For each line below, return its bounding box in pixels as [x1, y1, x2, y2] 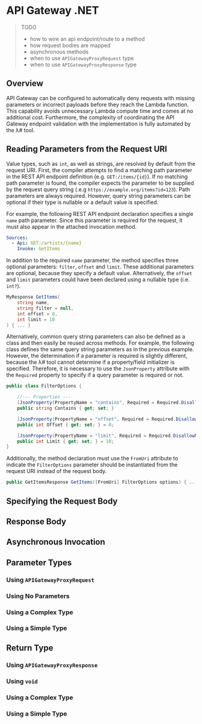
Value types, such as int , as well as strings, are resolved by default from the [6, 160, 195, 167]
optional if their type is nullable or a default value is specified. [6, 198, 159, 206]
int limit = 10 [17, 316, 55, 323]
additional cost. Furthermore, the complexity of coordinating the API [6, 113, 175, 121]
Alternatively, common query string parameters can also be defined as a [6, 333, 185, 340]
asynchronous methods [29, 48, 89, 55]
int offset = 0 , [17, 311, 58, 317]
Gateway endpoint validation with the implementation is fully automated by [6, 120, 191, 127]
